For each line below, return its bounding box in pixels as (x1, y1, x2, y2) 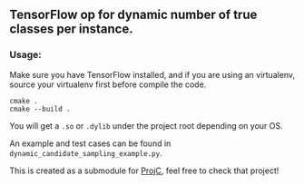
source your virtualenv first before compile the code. (9, 79, 207, 90)
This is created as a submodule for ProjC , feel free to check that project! (9, 165, 279, 176)
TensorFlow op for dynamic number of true (9, 7, 258, 23)
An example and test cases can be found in (9, 138, 172, 149)
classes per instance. (9, 22, 133, 37)
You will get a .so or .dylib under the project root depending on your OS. (9, 120, 283, 131)
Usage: (9, 49, 43, 62)
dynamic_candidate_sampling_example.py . (9, 147, 162, 158)
